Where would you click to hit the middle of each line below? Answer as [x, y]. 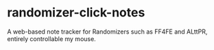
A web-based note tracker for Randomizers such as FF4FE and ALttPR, [107, 32]
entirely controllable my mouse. [51, 38]
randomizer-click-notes [76, 13]
